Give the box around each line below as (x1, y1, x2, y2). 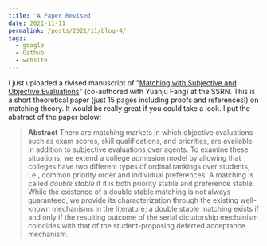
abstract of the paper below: (8, 112, 102, 121)
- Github (15, 49, 45, 57)
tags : (8, 34, 26, 42)
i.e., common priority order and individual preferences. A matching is (27, 169, 254, 180)
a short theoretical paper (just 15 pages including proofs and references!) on (8, 95, 259, 105)
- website (15, 57, 48, 65)
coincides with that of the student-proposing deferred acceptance (27, 220, 245, 230)
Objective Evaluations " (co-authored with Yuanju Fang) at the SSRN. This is (8, 86, 256, 96)
